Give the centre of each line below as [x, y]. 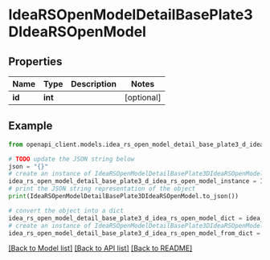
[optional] [143, 97]
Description [94, 84]
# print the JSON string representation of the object [102, 189]
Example [31, 126]
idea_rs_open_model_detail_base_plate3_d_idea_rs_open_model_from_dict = [135, 233]
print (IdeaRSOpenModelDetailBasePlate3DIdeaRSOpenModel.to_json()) [124, 197]
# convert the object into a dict [66, 210]
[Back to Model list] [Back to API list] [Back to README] [100, 248]
